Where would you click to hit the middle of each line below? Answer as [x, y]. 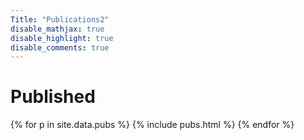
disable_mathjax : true [57, 29]
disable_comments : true [60, 47]
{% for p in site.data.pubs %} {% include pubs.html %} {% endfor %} [152, 125]
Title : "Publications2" [60, 19]
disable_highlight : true [62, 38]
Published [53, 97]
